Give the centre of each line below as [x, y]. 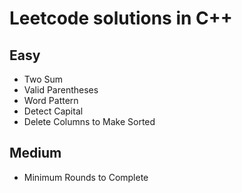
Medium [35, 153]
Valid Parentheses [61, 90]
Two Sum [43, 79]
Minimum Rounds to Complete [86, 177]
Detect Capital [53, 111]
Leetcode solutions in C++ [121, 18]
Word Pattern [51, 100]
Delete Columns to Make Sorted [89, 121]
